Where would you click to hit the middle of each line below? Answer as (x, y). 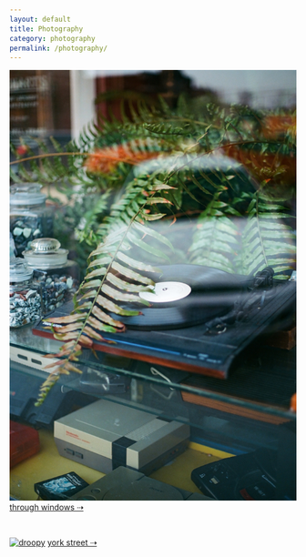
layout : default (40, 19)
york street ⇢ (72, 542)
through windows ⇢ (46, 507)
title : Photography (46, 29)
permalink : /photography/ (58, 48)
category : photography (52, 38)
